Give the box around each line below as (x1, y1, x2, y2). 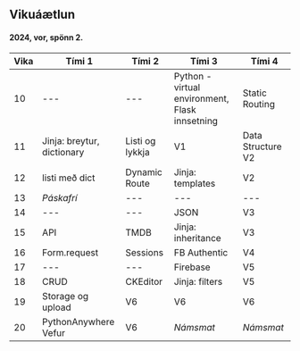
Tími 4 (250, 54, 279, 67)
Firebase (173, 261, 212, 273)
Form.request (41, 246, 99, 258)
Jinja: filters (173, 275, 223, 288)
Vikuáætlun (9, 7, 76, 22)
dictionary (41, 146, 85, 158)
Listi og (124, 134, 156, 146)
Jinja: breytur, (41, 134, 100, 146)
